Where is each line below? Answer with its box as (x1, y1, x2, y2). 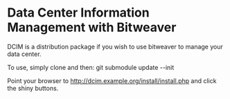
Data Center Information (7, 5, 150, 21)
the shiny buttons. (7, 84, 59, 92)
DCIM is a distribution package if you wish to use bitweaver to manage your (7, 42, 223, 51)
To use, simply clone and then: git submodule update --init (7, 63, 175, 71)
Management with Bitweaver (7, 19, 177, 35)
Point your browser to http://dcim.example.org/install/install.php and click (7, 76, 217, 84)
